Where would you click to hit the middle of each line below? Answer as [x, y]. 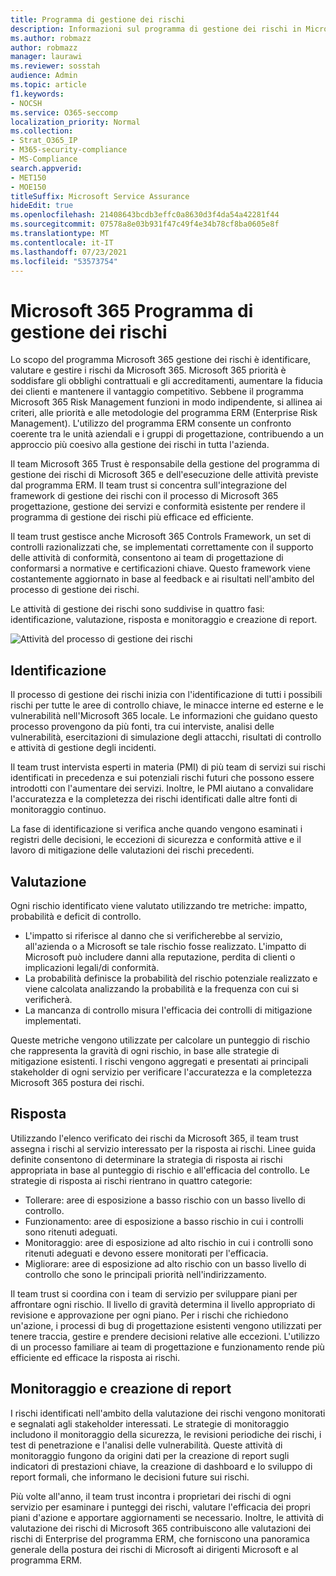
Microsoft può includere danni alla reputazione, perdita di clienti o [160, 957]
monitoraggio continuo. [58, 810]
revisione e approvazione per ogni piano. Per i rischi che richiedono [149, 1315]
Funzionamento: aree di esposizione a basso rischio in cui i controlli [164, 1221]
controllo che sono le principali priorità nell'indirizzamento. [145, 1274]
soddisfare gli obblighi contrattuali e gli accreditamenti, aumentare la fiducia [166, 381]
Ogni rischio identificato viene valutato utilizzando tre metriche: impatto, [159, 905]
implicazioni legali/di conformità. [92, 967]
